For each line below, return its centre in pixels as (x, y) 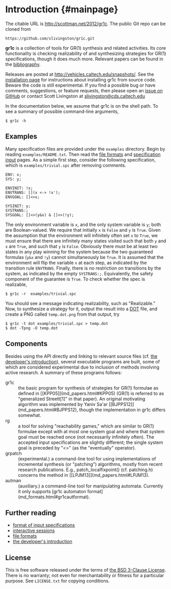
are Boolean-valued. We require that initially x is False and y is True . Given (83, 230)
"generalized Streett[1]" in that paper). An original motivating (82, 399)
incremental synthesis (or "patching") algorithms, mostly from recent (90, 464)
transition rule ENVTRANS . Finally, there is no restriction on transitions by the (83, 268)
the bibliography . (23, 64)
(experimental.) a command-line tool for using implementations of (87, 459)
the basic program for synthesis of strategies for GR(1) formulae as (88, 388)
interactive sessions (34, 531)
